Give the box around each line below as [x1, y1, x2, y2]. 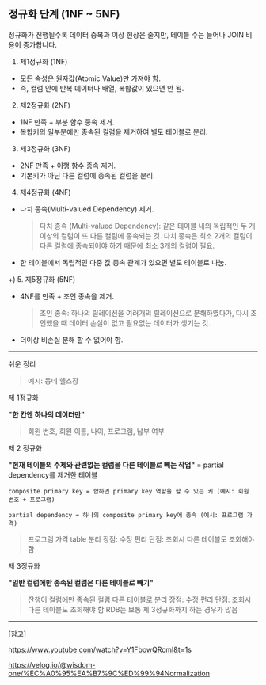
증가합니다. [22, 40, 58, 49]
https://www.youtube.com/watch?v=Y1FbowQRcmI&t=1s [8, 645, 192, 654]
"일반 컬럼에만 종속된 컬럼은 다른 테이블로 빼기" [8, 577, 154, 588]
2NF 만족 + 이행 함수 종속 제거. [19, 161, 116, 170]
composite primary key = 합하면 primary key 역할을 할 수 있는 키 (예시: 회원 [8, 487, 249, 495]
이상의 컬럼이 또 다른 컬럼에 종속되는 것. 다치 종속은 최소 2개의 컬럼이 [39, 230, 253, 240]
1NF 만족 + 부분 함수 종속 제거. [19, 117, 115, 127]
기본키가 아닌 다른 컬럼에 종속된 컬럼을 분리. [19, 170, 156, 180]
